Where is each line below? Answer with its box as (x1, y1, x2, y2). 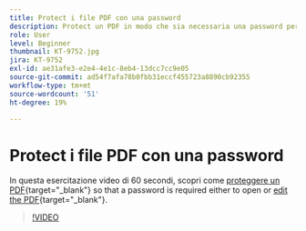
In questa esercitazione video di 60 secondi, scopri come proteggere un (9, 175, 280, 186)
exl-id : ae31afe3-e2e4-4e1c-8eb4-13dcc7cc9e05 (9, 65, 189, 74)
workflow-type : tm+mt (9, 81, 92, 90)
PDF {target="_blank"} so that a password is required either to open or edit (9, 185, 289, 196)
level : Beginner (9, 38, 71, 48)
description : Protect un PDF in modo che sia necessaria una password (9, 22, 283, 31)
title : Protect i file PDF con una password (9, 13, 181, 23)
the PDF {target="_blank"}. (9, 195, 108, 206)
